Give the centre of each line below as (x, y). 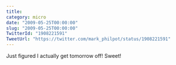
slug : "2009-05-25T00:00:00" (42, 28)
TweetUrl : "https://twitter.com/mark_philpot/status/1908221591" (88, 39)
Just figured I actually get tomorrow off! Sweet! (64, 56)
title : (14, 12)
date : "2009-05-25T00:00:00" (42, 22)
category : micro (26, 17)
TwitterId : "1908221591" (37, 34)
